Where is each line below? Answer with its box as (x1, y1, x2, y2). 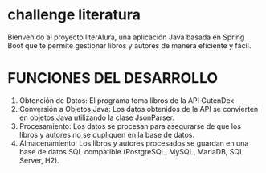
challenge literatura (7, 6, 141, 24)
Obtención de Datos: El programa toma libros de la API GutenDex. (18, 95, 236, 105)
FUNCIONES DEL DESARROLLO (7, 69, 219, 88)
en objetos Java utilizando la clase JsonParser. (18, 113, 174, 122)
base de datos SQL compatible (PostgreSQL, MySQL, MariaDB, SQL (18, 146, 244, 156)
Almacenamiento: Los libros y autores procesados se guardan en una (18, 138, 249, 148)
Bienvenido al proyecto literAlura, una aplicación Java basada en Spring (7, 32, 245, 42)
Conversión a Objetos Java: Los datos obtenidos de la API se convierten (18, 104, 259, 113)
